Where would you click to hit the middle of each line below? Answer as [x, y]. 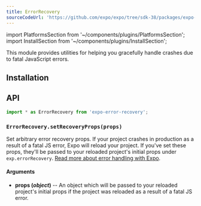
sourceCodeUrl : [25, 17]
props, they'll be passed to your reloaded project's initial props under [91, 151]
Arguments [21, 172]
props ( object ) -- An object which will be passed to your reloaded [96, 185]
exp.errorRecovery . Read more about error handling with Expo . [83, 158]
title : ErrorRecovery [33, 12]
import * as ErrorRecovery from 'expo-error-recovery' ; [77, 112]
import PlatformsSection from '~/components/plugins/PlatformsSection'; [96, 34]
